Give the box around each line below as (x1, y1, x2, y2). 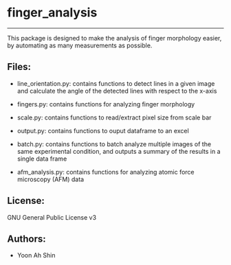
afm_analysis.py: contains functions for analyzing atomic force (16, 168, 195, 176)
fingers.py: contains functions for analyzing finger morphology (16, 100, 195, 108)
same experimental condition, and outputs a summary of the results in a (16, 147, 221, 155)
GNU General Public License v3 (7, 213, 97, 221)
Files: (7, 61, 31, 73)
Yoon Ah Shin (16, 251, 56, 260)
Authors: (7, 233, 46, 244)
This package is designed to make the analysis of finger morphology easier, (7, 34, 222, 42)
